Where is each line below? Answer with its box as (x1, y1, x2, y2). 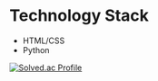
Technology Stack (9, 5, 150, 26)
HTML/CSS (22, 35, 65, 46)
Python (22, 44, 50, 55)
